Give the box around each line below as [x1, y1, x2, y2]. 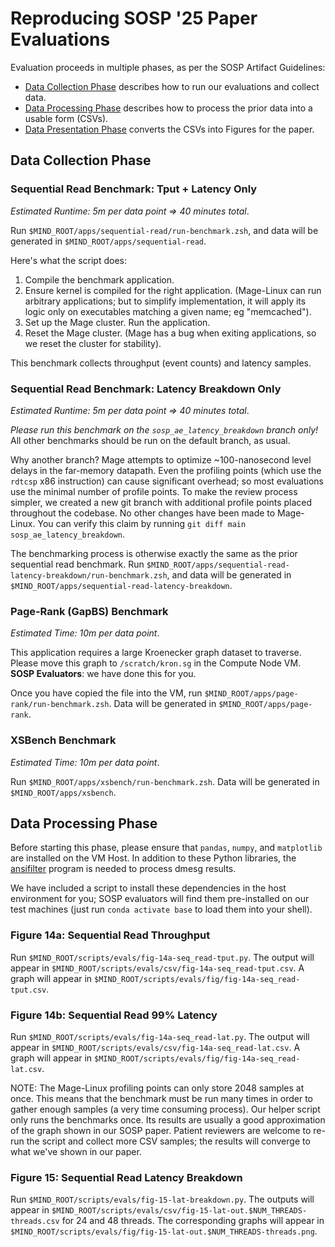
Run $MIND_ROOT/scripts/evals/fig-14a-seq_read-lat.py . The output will [10, 1030, 310, 1042]
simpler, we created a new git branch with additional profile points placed [10, 496, 313, 508]
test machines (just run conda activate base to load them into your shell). [10, 903, 313, 916]
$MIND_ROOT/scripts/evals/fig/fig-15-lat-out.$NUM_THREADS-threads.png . [10, 1225, 318, 1237]
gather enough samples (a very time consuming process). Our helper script [10, 1103, 321, 1115]
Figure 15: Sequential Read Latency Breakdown [10, 1170, 243, 1184]
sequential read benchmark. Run [10, 558, 145, 570]
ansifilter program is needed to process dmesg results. [10, 863, 237, 875]
